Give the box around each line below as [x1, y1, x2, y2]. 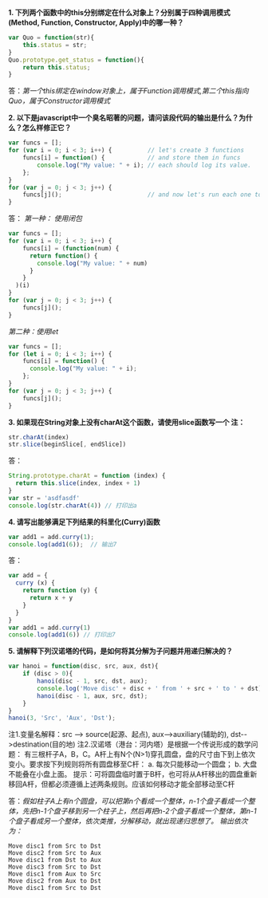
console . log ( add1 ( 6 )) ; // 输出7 [8, 540, 117, 549]
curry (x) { [15, 579, 56, 587]
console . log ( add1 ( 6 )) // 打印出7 [8, 631, 116, 639]
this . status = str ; [22, 41, 88, 49]
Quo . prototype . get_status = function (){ [8, 56, 145, 64]
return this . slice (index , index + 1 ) [15, 479, 141, 487]
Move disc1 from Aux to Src [8, 870, 102, 878]
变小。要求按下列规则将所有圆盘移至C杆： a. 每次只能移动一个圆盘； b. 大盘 [8, 759, 258, 769]
